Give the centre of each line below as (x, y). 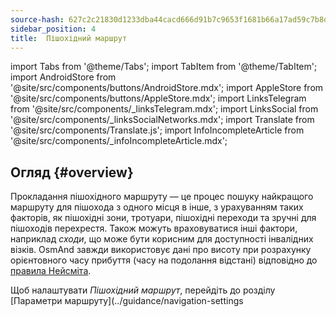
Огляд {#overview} (72, 172)
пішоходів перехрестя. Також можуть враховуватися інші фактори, (154, 228)
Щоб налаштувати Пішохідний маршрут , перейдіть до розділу (143, 290)
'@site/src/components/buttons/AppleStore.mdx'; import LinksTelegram (158, 98)
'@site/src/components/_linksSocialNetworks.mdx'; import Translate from (162, 120)
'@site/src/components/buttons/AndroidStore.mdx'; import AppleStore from (167, 88)
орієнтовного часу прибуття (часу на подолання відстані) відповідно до (164, 260)
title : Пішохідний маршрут (69, 38)
